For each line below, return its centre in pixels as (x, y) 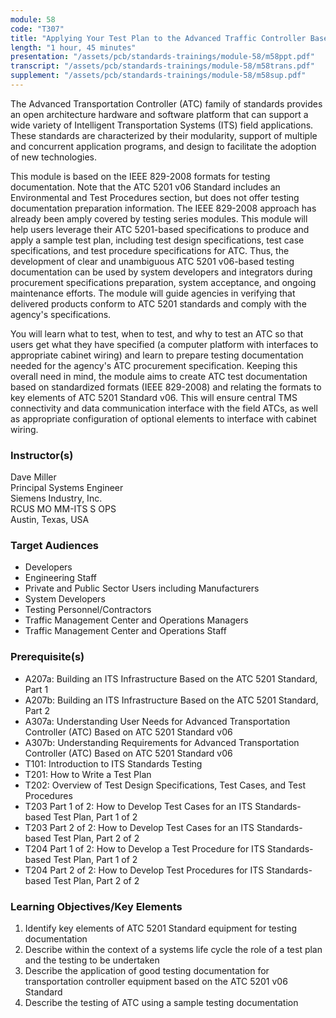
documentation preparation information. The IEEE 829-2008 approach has (163, 208)
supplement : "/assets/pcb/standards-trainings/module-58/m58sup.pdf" (158, 76)
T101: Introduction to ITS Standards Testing (113, 763)
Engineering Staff (60, 578)
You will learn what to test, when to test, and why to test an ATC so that (157, 333)
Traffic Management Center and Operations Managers (136, 620)
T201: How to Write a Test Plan (88, 774)
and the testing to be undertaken (92, 960)
